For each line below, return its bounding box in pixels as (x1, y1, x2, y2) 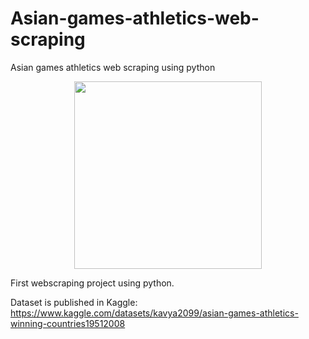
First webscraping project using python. (10, 277, 175, 289)
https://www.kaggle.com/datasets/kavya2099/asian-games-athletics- (10, 307, 299, 319)
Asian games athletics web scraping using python (10, 61, 216, 73)
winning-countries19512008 (10, 317, 126, 329)
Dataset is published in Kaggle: (10, 296, 138, 308)
